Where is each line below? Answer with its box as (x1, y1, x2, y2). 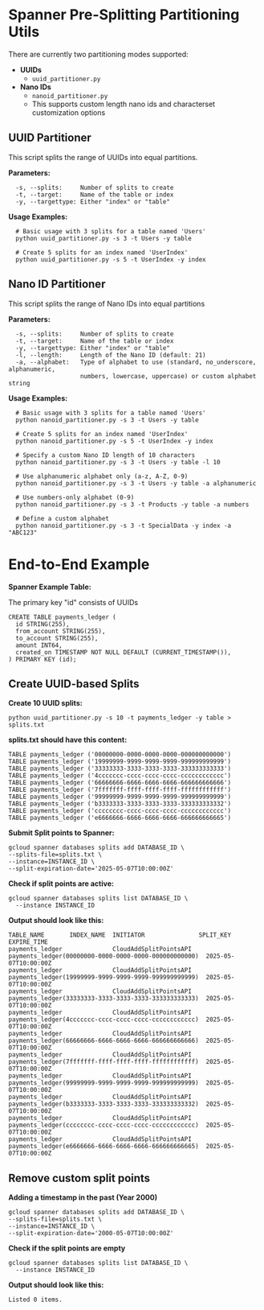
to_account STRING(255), (15, 634, 99, 642)
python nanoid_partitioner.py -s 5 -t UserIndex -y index (15, 437, 214, 445)
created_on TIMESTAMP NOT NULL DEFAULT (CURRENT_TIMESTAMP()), (15, 648, 231, 657)
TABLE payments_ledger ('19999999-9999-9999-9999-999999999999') (8, 758, 231, 766)
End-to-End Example (8, 555, 150, 573)
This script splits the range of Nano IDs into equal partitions (8, 299, 205, 308)
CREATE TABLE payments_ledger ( (8, 613, 116, 621)
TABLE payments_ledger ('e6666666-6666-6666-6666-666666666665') (8, 814, 231, 822)
